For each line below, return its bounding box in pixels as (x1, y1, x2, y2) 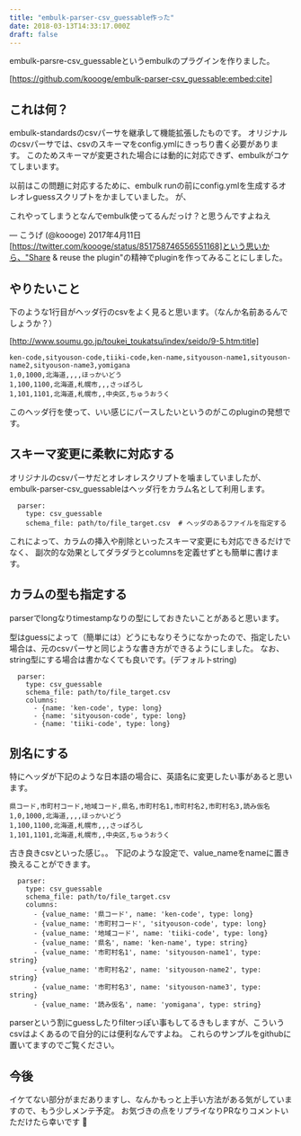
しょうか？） (9, 318, 57, 328)
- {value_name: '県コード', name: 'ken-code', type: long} (32, 910, 254, 919)
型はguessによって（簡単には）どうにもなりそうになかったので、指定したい (9, 631, 291, 643)
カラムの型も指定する (9, 587, 128, 602)
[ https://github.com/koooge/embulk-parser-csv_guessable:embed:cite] (9, 74, 273, 84)
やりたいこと (9, 280, 81, 297)
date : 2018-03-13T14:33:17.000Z (9, 22, 130, 31)
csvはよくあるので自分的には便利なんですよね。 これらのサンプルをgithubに (9, 1028, 292, 1039)
